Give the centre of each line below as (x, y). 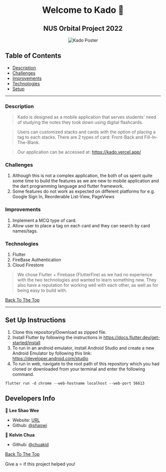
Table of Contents (33, 56)
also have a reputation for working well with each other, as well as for (88, 285)
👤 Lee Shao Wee (22, 410)
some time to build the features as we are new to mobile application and (85, 181)
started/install (26, 342)
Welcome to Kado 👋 (83, 10)
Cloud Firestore (28, 265)
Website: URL (26, 420)
